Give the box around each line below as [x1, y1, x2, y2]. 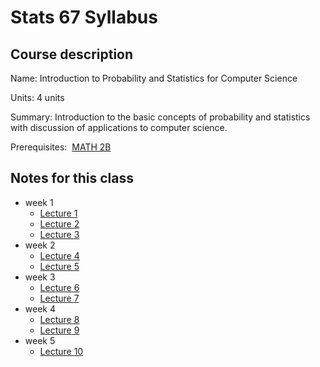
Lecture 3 [39, 228, 80, 240]
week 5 [24, 334, 56, 346]
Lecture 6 [39, 281, 80, 293]
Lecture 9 [39, 324, 80, 336]
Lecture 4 [39, 249, 80, 261]
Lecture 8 [39, 313, 80, 325]
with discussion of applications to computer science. [10, 122, 228, 133]
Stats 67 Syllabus [10, 6, 158, 29]
